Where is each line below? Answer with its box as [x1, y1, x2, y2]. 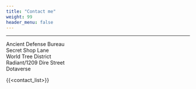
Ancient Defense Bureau [6, 41, 65, 48]
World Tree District [6, 53, 51, 60]
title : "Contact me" [6, 8, 57, 15]
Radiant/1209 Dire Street [6, 59, 65, 66]
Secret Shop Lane [6, 47, 50, 54]
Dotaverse [6, 65, 31, 73]
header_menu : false [6, 19, 54, 25]
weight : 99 [6, 14, 33, 20]
